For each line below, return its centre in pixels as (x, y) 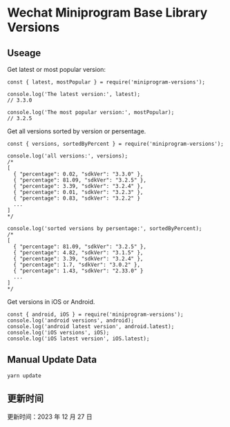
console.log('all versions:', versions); (68, 156)
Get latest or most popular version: (56, 69)
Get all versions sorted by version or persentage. (77, 131)
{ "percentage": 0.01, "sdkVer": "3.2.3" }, (78, 192)
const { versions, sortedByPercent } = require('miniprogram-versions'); (116, 144)
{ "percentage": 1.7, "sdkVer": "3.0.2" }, (77, 265)
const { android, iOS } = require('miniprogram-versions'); (96, 314)
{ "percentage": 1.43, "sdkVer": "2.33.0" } (78, 271)
